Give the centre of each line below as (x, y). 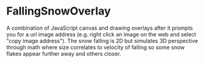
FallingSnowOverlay (59, 11)
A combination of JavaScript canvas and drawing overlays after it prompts (100, 28)
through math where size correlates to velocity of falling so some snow (96, 47)
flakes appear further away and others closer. (64, 53)
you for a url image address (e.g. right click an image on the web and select (101, 34)
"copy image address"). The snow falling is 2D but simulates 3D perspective (102, 41)
